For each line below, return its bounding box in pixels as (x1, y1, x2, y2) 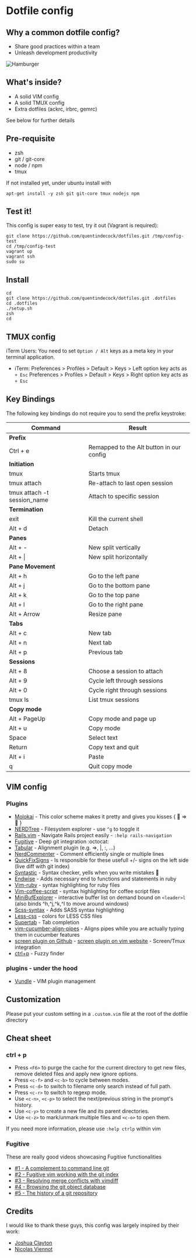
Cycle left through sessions (88, 676, 163, 684)
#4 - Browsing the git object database (14, 1183, 106, 1190)
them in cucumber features (14, 931, 80, 938)
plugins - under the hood (6, 964, 78, 972)
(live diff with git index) (14, 862, 70, 870)
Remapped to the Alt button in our (88, 443, 181, 451)
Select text (88, 733, 118, 742)
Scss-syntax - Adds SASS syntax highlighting (14, 906, 124, 913)
